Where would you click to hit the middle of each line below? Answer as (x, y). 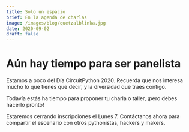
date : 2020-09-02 (28, 28)
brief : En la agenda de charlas (46, 17)
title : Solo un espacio (36, 12)
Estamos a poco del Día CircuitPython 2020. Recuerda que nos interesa (94, 80)
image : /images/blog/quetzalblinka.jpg (56, 23)
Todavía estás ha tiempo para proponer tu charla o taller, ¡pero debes (92, 98)
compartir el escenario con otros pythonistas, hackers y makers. (86, 123)
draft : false (22, 34)
